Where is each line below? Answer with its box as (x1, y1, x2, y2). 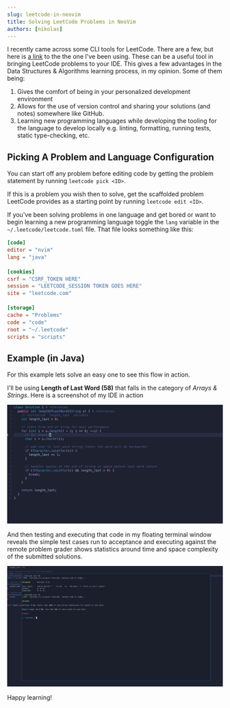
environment (16, 95, 53, 103)
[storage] (7, 305, 36, 311)
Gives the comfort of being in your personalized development (16, 88, 190, 96)
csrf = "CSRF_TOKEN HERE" (7, 275, 81, 283)
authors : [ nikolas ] (7, 25, 63, 32)
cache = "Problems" (7, 311, 63, 318)
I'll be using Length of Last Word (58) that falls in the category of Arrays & (7, 384, 218, 392)
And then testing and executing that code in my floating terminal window (7, 530, 212, 539)
